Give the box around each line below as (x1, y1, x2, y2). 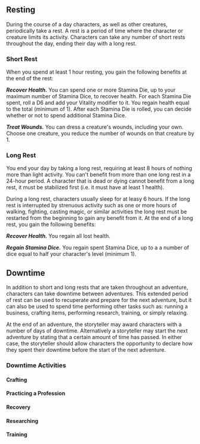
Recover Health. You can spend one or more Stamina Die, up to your (6, 86, 176, 93)
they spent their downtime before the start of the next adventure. (6, 346, 166, 354)
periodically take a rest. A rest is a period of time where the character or (6, 27, 183, 34)
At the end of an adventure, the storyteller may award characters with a (6, 321, 182, 328)
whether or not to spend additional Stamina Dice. (6, 112, 127, 119)
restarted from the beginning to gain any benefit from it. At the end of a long (6, 215, 193, 222)
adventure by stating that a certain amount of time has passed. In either (6, 334, 182, 341)
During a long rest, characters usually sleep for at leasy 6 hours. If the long (6, 195, 190, 203)
